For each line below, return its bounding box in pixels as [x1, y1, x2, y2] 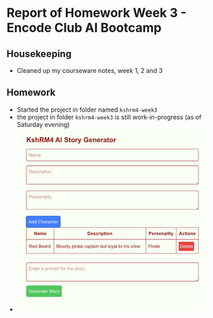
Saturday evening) [16, 120, 70, 128]
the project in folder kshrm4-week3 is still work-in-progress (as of [16, 112, 202, 121]
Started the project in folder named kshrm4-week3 [16, 105, 158, 114]
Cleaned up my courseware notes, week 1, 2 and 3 [16, 67, 163, 74]
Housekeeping [6, 48, 71, 60]
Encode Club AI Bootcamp [6, 20, 162, 36]
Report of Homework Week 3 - [6, 5, 187, 21]
